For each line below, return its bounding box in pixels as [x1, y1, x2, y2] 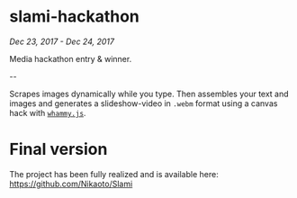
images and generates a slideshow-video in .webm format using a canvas [9, 97, 278, 109]
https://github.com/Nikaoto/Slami [9, 178, 133, 189]
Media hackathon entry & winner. [9, 53, 132, 64]
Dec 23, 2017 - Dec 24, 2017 [9, 36, 115, 47]
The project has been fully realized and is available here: [9, 168, 219, 179]
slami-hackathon [9, 6, 139, 27]
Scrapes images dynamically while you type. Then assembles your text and [9, 88, 290, 99]
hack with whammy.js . [9, 107, 86, 118]
